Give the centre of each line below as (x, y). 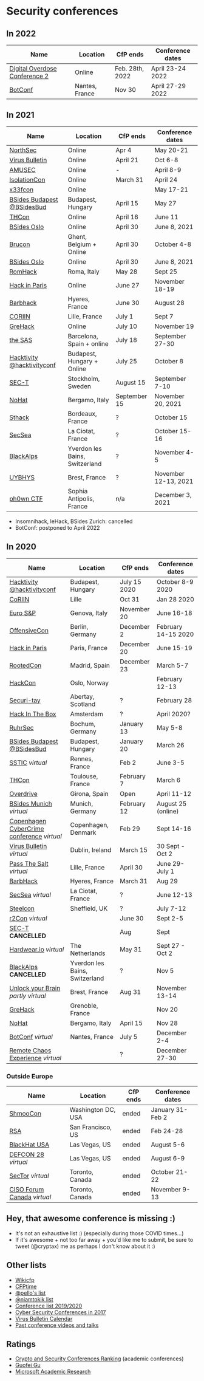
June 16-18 (175, 613)
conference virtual (36, 836)
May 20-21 (171, 150)
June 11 (166, 217)
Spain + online (88, 343)
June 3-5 (171, 762)
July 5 (129, 1037)
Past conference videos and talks (57, 1325)
